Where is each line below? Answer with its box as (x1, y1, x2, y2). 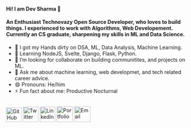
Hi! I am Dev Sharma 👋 (6, 5, 61, 12)
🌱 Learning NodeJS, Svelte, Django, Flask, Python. (14, 50, 137, 57)
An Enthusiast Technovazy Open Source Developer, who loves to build (6, 19, 181, 26)
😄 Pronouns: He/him (14, 81, 66, 88)
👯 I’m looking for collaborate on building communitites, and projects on (14, 56, 186, 63)
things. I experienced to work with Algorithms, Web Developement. (6, 24, 173, 32)
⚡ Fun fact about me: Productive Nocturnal (14, 87, 118, 94)
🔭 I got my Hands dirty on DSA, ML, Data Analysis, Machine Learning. (14, 44, 183, 51)
